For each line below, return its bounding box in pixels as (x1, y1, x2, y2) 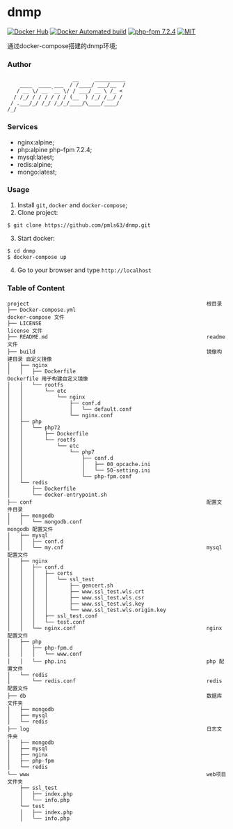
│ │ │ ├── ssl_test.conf (7, 613, 98, 620)
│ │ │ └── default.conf (7, 406, 132, 413)
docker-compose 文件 (7, 314, 65, 321)
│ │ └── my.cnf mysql (7, 544, 223, 551)
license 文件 (7, 327, 43, 335)
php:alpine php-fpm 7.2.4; (17, 145, 93, 154)
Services (7, 122, 38, 132)
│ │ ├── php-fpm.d (7, 645, 73, 652)
